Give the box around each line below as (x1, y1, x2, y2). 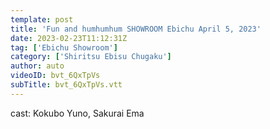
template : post (10, 14, 74, 25)
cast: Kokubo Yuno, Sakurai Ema (10, 107, 145, 119)
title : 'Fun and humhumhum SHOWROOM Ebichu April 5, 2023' (10, 24, 262, 34)
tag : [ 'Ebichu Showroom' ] (10, 42, 118, 53)
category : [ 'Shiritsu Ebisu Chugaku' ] (10, 52, 172, 62)
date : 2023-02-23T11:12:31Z (10, 33, 128, 43)
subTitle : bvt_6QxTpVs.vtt (10, 80, 123, 90)
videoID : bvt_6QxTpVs (10, 71, 101, 81)
